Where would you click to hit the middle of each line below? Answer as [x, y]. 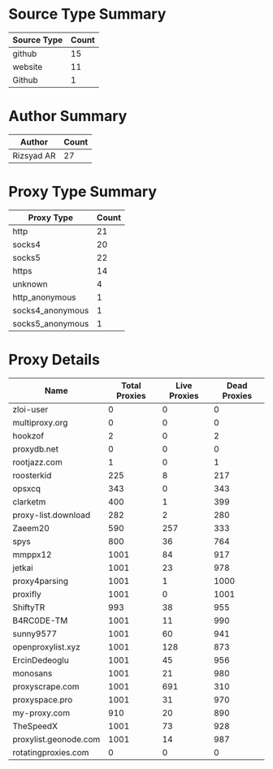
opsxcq [27, 488]
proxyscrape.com [46, 686]
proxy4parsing [41, 581]
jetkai [23, 568]
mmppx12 [32, 555]
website [28, 67]
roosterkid [32, 475]
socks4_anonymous [51, 310]
